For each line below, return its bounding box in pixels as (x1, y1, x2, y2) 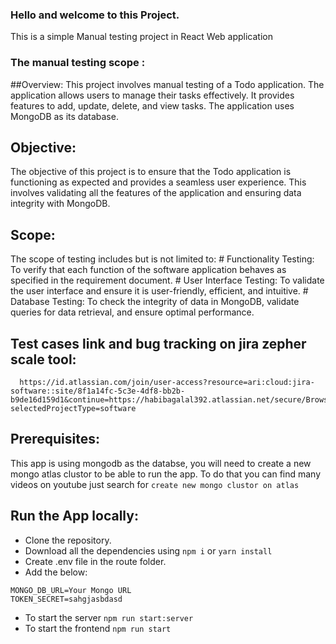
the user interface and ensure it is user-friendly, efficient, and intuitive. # (10, 285, 309, 297)
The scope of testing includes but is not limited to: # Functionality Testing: (10, 253, 315, 265)
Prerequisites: (10, 431, 100, 448)
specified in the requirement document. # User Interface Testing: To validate (10, 274, 325, 287)
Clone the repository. (24, 534, 112, 546)
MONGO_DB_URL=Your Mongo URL (10, 585, 132, 595)
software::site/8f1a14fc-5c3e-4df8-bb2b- (10, 386, 186, 397)
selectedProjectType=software (10, 404, 137, 414)
